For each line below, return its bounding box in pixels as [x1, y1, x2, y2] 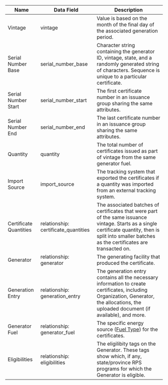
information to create [96, 280, 146, 287]
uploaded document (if [96, 305, 151, 312]
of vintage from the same [96, 154, 156, 161]
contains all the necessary [96, 274, 158, 281]
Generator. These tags [96, 346, 149, 353]
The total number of [96, 141, 143, 148]
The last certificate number [96, 115, 160, 121]
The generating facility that [96, 253, 160, 260]
